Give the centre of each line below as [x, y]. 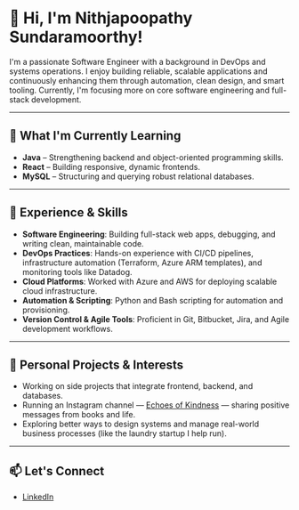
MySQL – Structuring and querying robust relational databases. [138, 176]
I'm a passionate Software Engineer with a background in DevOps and [137, 61]
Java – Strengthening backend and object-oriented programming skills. [153, 157]
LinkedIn [38, 497]
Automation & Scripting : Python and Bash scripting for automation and [152, 300]
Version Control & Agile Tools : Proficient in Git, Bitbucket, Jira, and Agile [156, 319]
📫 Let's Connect [57, 471]
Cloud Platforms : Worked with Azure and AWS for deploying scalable [149, 281]
